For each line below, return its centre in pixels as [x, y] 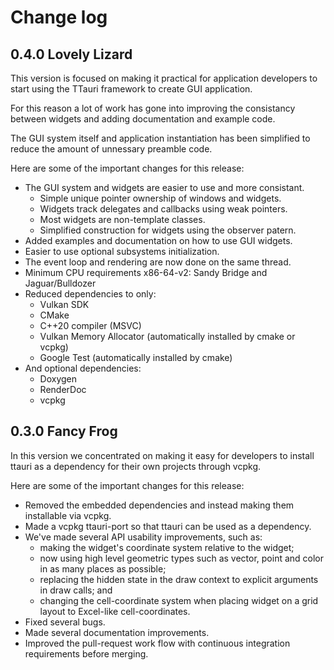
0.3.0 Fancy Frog [64, 431]
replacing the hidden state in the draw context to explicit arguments [179, 579]
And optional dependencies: [83, 368]
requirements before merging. [86, 653]
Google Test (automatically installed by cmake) [136, 357]
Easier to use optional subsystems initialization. [122, 251]
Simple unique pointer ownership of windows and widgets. [160, 198]
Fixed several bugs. [65, 622]
